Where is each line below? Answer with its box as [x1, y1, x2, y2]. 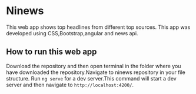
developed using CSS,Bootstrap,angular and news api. [6, 29, 138, 36]
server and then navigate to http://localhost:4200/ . [6, 81, 134, 88]
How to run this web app [6, 47, 97, 57]
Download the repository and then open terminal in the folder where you [6, 62, 181, 69]
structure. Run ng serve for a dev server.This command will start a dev [6, 75, 177, 82]
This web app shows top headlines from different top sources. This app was [6, 23, 191, 31]
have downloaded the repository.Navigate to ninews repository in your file [6, 69, 185, 76]
